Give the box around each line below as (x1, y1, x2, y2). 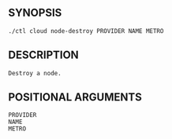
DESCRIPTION (8, 49, 79, 62)
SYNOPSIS (8, 6, 62, 20)
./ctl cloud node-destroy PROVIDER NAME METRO (8, 27, 164, 35)
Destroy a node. (8, 69, 62, 77)
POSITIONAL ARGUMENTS (8, 90, 142, 104)
